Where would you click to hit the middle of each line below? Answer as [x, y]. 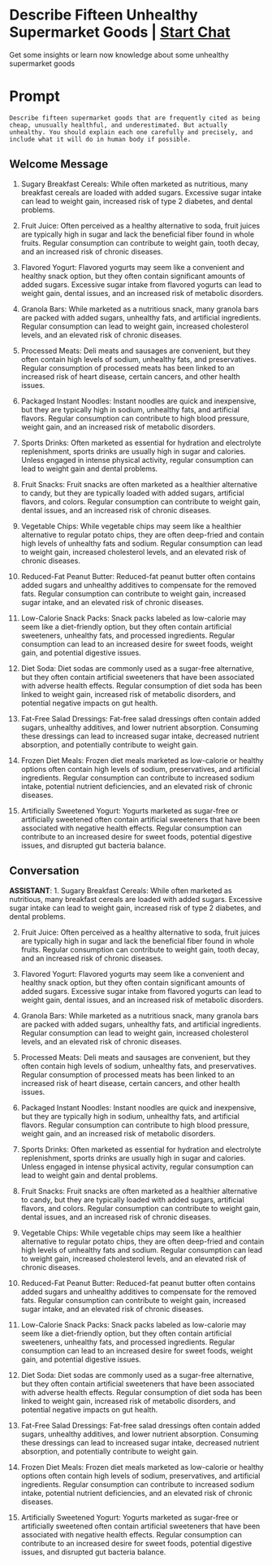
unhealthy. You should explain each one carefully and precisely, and [131, 132]
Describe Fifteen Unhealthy [104, 15]
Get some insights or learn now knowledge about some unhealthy [119, 54]
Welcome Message [59, 164]
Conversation [44, 871]
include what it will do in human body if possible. [100, 139]
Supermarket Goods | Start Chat [120, 32]
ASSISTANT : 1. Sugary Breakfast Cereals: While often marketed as [121, 890]
